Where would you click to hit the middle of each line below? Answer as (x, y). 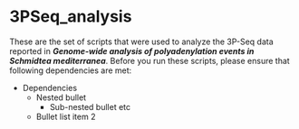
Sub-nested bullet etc (90, 106)
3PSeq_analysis (71, 17)
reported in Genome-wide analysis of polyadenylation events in (132, 51)
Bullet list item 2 (66, 116)
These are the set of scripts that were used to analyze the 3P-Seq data (141, 41)
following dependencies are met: (71, 70)
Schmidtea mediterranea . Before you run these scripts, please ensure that (149, 60)
